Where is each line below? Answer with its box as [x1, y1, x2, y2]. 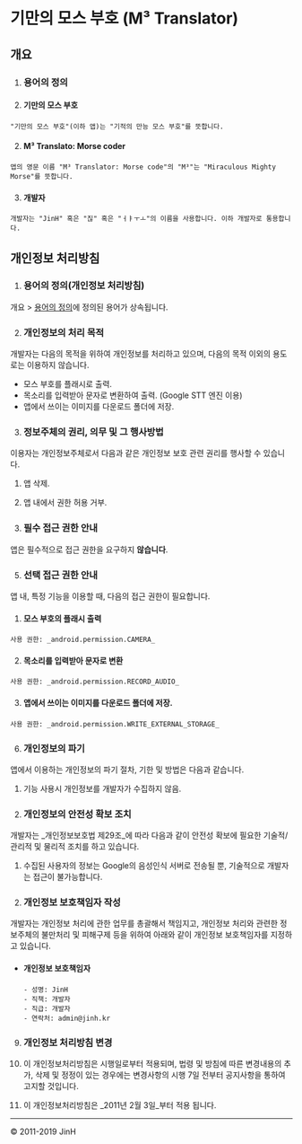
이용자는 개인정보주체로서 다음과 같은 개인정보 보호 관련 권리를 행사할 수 [10, 448, 262, 459]
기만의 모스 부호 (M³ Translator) [10, 8, 239, 29]
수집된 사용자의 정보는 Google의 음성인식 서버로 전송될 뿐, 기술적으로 [22, 860, 265, 871]
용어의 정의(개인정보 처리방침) [22, 279, 145, 292]
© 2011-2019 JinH [10, 1126, 77, 1137]
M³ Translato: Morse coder [22, 141, 126, 152]
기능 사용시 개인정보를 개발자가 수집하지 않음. [22, 783, 182, 794]
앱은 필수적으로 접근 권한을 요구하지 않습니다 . [10, 544, 168, 555]
